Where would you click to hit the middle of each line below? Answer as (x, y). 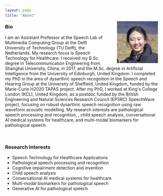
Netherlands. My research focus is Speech (48, 53)
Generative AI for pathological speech (50, 189)
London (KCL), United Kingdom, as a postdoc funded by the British (72, 94)
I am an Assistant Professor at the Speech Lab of (54, 37)
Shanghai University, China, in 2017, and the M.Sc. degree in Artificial (74, 68)
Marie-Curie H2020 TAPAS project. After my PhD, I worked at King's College (81, 89)
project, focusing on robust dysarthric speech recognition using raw (73, 104)
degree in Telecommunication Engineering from (53, 63)
